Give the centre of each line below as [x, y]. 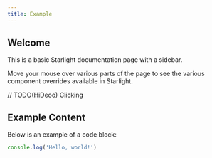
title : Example [30, 14]
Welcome [29, 43]
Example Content [46, 117]
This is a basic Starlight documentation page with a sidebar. [95, 60]
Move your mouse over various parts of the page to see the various [106, 74]
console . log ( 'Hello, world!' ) [52, 148]
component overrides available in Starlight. [70, 81]
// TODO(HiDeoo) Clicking [46, 95]
